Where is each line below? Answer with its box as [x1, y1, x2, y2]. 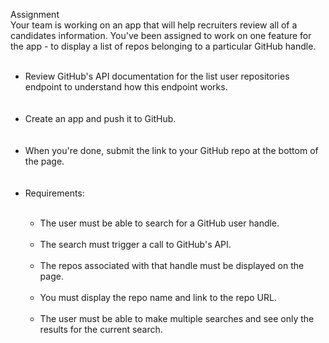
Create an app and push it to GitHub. [24, 113, 177, 124]
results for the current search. [39, 324, 163, 335]
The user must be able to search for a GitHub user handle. [39, 217, 280, 229]
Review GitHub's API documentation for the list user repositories [24, 70, 290, 82]
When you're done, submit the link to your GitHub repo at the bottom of [24, 145, 319, 156]
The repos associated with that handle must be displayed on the [39, 260, 305, 271]
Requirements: [24, 187, 85, 199]
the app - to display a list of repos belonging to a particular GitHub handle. [10, 40, 317, 52]
